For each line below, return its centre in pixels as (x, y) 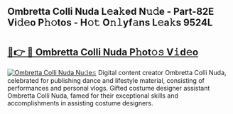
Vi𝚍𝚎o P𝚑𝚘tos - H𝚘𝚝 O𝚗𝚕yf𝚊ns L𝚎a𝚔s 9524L (110, 23)
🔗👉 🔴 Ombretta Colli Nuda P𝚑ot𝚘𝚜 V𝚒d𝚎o (103, 52)
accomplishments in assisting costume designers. (81, 103)
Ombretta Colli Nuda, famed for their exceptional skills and (93, 96)
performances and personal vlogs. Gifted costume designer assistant (109, 88)
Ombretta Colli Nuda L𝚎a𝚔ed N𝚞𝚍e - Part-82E (111, 12)
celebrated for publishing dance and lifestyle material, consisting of (106, 80)
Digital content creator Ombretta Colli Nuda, (162, 73)
